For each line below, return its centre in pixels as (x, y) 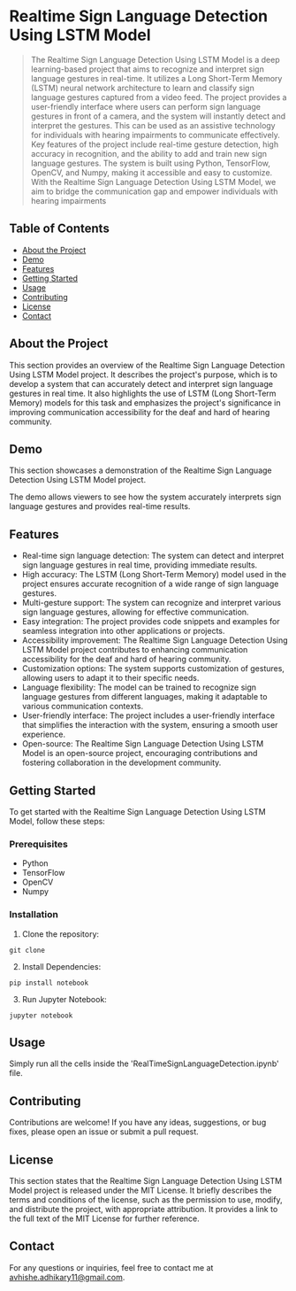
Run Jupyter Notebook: (65, 999)
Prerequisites (38, 844)
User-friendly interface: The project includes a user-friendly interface (148, 715)
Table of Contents (60, 229)
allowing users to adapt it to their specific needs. (110, 678)
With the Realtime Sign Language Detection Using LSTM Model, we (153, 182)
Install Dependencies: (61, 966)
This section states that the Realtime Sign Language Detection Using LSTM (146, 1181)
